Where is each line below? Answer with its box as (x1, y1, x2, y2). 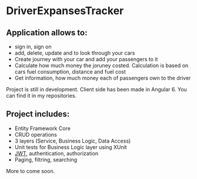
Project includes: (6, 109, 70, 119)
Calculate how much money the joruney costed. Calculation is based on (14, 62, 189, 69)
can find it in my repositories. (6, 92, 77, 99)
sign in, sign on (14, 43, 52, 50)
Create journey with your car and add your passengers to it (14, 56, 158, 62)
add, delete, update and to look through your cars (14, 49, 135, 57)
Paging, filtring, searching (14, 156, 78, 163)
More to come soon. (6, 167, 55, 174)
